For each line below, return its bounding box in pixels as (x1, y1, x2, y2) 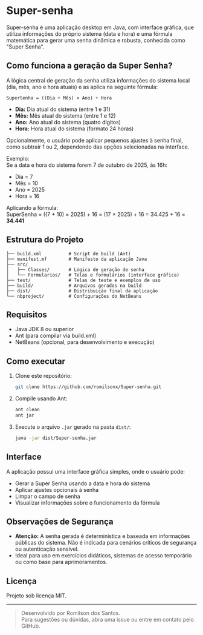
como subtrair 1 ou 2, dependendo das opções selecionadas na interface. (6, 143, 190, 150)
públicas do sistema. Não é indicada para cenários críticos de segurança (14, 539, 197, 546)
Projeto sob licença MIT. (6, 592, 67, 599)
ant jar (14, 412, 34, 418)
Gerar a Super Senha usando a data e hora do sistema (14, 480, 150, 487)
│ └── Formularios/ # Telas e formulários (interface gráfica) (6, 272, 180, 278)
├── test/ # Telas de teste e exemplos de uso (6, 277, 161, 283)
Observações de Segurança (6, 516, 114, 526)
